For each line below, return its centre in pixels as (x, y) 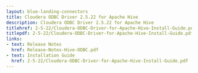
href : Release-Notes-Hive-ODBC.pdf (55, 50)
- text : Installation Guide (41, 55)
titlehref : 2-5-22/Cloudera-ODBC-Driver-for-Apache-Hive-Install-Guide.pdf (101, 28)
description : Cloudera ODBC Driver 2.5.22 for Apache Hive (80, 22)
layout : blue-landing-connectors (47, 11)
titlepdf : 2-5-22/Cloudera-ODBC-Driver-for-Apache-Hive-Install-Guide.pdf (100, 34)
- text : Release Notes (34, 45)
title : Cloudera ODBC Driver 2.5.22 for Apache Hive (72, 17)
